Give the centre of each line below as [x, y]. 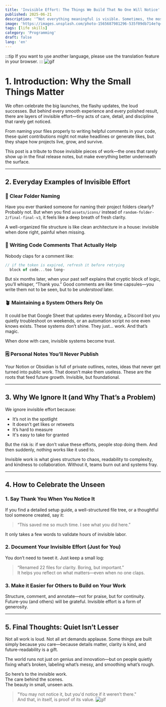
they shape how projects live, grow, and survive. [54, 141]
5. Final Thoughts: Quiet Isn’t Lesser [62, 627]
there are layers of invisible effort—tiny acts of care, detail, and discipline [80, 116]
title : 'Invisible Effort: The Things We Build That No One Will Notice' [83, 10]
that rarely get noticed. [28, 121]
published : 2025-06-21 [28, 14]
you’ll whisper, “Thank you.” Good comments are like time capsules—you [80, 284]
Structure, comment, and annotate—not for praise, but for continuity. [75, 596]
